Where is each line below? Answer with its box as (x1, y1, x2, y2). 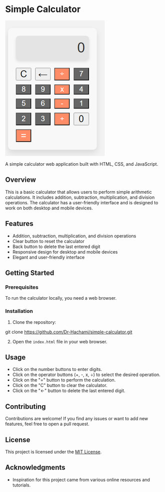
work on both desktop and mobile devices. (5, 205, 93, 211)
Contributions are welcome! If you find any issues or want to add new (5, 416, 148, 422)
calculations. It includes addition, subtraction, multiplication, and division (5, 194, 155, 200)
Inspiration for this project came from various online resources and (12, 476, 150, 482)
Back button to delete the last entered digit (12, 243, 100, 250)
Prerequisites (5, 284, 38, 291)
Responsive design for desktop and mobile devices (12, 249, 118, 255)
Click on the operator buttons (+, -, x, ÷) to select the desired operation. (12, 372, 161, 378)
